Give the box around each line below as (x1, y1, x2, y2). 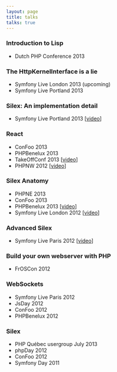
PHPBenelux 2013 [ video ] (14, 203, 77, 210)
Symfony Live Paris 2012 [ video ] (14, 237, 93, 244)
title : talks (6, 14, 38, 20)
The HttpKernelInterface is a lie (6, 67, 98, 76)
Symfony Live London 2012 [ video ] (14, 209, 100, 216)
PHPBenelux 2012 (14, 312, 58, 319)
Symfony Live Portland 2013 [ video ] (14, 115, 102, 122)
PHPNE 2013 (14, 190, 46, 197)
